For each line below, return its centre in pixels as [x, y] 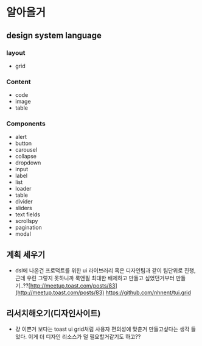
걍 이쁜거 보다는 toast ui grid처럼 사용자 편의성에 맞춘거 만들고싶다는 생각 [102, 329]
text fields [28, 214]
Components [26, 124]
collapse [26, 157]
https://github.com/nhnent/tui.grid [148, 292]
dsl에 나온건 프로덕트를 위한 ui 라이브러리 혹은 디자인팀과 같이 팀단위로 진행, [105, 270]
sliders [23, 208]
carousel [26, 150]
